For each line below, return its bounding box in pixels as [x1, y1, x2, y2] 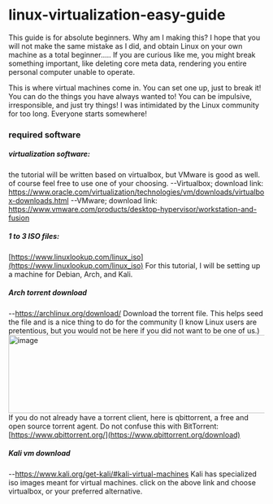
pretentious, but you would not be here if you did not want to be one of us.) [8, 325, 260, 335]
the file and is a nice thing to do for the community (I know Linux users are [8, 317, 258, 327]
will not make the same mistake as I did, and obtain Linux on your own [8, 41, 243, 50]
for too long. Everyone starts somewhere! [8, 108, 148, 119]
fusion [8, 213, 30, 223]
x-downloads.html [8, 195, 69, 205]
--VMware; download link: [70, 195, 158, 205]
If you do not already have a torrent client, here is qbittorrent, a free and [8, 412, 249, 422]
